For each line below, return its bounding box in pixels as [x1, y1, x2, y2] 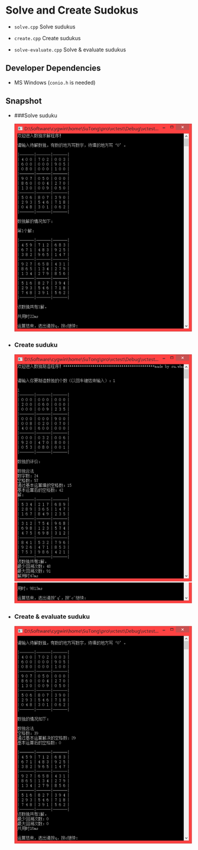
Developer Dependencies [5, 63, 101, 73]
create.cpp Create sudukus [14, 34, 81, 41]
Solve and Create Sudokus [5, 4, 138, 17]
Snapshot [5, 96, 42, 106]
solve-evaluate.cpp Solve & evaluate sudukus [14, 46, 126, 53]
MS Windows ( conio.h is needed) [14, 79, 96, 86]
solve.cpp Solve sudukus [14, 23, 76, 30]
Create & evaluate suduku [14, 613, 90, 621]
